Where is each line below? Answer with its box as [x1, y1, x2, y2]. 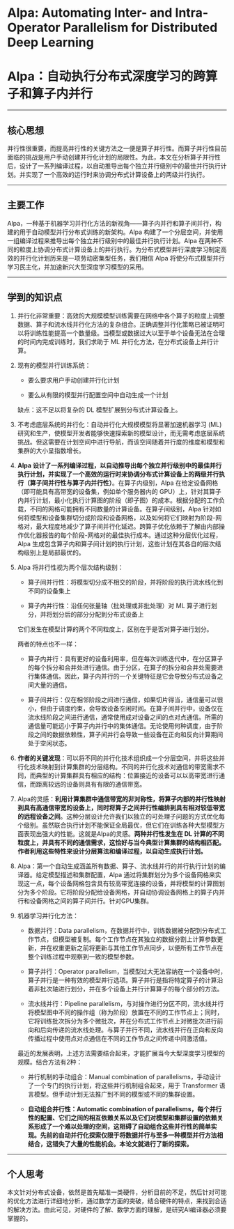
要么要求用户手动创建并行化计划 [27, 376, 120, 384]
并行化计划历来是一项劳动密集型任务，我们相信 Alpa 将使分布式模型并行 [19, 254, 225, 262]
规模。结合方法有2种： [17, 1058, 83, 1066]
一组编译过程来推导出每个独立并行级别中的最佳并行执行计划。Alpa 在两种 [7, 236, 217, 245]
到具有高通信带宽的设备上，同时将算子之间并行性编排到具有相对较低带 [17, 803, 219, 812]
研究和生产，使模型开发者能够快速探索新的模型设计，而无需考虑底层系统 [17, 428, 225, 437]
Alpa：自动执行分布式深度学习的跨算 [7, 68, 218, 84]
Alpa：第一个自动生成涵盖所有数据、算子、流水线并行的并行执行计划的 [17, 862, 220, 870]
